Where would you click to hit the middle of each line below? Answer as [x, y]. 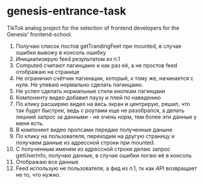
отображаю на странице [47, 71]
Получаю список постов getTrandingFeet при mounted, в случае [98, 46]
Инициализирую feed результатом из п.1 [68, 59]
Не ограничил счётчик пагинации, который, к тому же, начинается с [105, 78]
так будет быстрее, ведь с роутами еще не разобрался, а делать [100, 110]
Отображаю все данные [47, 162]
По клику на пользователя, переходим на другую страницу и [95, 136]
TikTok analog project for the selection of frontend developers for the [93, 28]
